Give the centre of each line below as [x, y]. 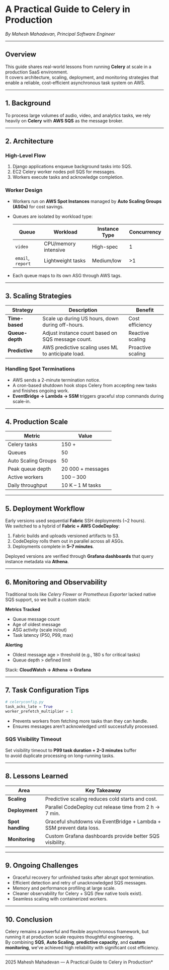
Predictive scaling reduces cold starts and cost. [101, 799]
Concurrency [145, 232]
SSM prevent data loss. [72, 828]
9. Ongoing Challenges [42, 866]
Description [83, 310]
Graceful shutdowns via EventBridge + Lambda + [103, 822]
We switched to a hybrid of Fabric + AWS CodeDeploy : [63, 526]
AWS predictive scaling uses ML [80, 347]
